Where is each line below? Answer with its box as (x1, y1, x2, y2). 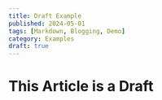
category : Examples (8, 34, 75, 43)
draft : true (8, 42, 49, 50)
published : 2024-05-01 (8, 20, 85, 28)
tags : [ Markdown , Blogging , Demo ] (8, 27, 126, 35)
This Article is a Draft (8, 77, 154, 96)
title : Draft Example (8, 11, 82, 20)
